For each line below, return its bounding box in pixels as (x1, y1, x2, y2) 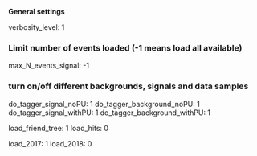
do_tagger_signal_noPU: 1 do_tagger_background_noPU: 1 (8, 99, 201, 109)
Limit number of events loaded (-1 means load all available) (8, 42, 243, 53)
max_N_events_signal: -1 (8, 60, 90, 71)
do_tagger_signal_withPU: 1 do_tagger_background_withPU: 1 (8, 108, 211, 117)
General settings (8, 7, 66, 16)
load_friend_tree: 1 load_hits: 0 (8, 123, 109, 133)
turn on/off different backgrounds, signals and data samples (8, 80, 249, 92)
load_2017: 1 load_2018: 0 (8, 138, 92, 148)
